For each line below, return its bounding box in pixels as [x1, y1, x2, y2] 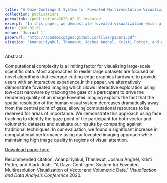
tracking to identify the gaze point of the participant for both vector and [5, 115, 152, 122]
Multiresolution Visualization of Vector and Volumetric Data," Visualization [5, 167, 157, 173]
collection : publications [5, 12, 59, 17]
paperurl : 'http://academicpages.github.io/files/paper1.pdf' [5, 35, 137, 40]
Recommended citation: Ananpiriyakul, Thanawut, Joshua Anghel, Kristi [5, 156, 152, 162]
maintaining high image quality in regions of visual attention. [5, 137, 128, 143]
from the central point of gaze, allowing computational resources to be [5, 105, 150, 111]
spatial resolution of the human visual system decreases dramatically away [5, 100, 159, 106]
